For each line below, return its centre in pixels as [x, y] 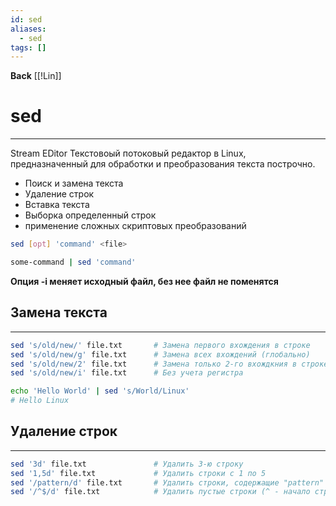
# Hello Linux [40, 401]
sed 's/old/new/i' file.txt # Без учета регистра [127, 373]
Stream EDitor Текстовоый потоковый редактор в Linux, [128, 153]
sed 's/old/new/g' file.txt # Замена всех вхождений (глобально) [160, 354]
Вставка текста [57, 205]
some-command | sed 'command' [73, 262]
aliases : [28, 29]
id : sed [26, 19]
